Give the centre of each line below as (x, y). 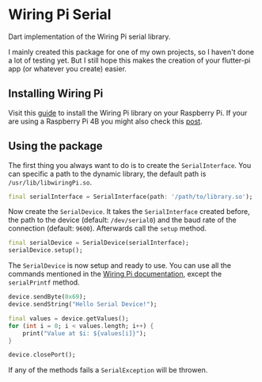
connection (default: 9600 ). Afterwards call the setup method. (108, 228)
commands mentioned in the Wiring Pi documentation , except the (115, 274)
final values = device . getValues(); (68, 319)
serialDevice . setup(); (46, 250)
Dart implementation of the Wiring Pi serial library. (89, 36)
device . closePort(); (42, 355)
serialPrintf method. (44, 282)
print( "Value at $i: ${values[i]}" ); (85, 333)
